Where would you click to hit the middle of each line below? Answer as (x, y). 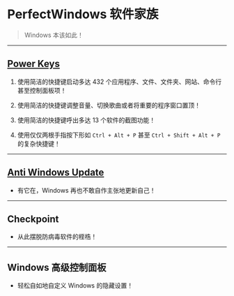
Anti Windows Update (56, 173)
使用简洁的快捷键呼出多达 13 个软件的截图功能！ (86, 120)
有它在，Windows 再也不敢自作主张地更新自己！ (86, 190)
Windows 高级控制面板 (57, 267)
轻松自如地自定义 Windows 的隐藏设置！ (75, 286)
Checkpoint (33, 219)
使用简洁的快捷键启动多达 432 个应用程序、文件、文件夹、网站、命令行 (119, 82)
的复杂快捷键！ (39, 143)
